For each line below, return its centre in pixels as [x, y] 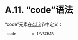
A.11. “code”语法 [39, 10]
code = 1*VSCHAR [31, 34]
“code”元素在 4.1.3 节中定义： [34, 24]
